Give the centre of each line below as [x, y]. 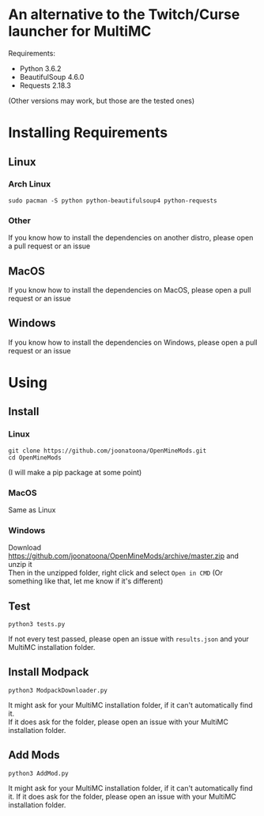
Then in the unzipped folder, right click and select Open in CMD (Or [116, 573]
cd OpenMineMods [35, 457]
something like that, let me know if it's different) [86, 581]
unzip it [21, 565]
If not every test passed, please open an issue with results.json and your [128, 639]
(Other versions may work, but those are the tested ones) [102, 100]
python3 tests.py [37, 625]
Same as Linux [32, 510]
